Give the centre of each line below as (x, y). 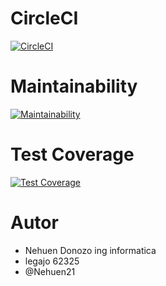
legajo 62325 (52, 261)
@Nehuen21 (50, 271)
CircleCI (44, 18)
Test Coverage (72, 154)
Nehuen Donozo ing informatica (90, 250)
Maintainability (74, 86)
